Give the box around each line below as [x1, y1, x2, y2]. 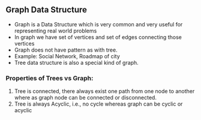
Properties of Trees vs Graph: [5, 74, 94, 82]
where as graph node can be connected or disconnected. [14, 94, 157, 101]
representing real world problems [14, 27, 97, 34]
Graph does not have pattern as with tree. [14, 46, 118, 53]
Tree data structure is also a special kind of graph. [14, 59, 139, 66]
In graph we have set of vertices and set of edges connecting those [14, 33, 182, 41]
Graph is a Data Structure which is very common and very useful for [14, 20, 183, 28]
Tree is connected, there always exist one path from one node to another [14, 88, 195, 95]
